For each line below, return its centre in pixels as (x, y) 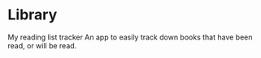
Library (33, 15)
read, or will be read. (42, 45)
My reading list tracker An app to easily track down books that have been (130, 37)
